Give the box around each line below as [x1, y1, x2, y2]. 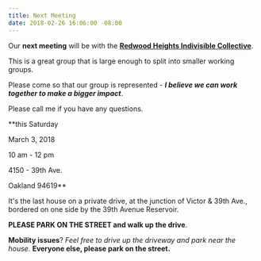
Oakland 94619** [8, 180, 67, 190]
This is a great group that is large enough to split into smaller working [8, 56, 235, 66]
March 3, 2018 [8, 134, 56, 144]
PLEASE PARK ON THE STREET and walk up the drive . [8, 220, 188, 229]
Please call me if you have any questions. [8, 104, 144, 113]
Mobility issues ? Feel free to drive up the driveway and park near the [8, 235, 236, 244]
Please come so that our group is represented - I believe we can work [8, 80, 238, 90]
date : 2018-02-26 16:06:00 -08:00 [8, 19, 123, 27]
